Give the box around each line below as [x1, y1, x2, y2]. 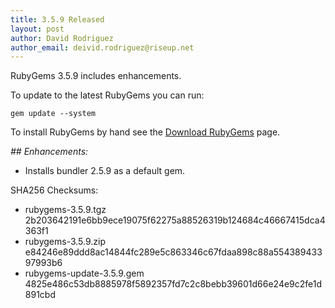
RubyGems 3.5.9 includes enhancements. [10, 70, 182, 82]
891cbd [24, 289, 56, 301]
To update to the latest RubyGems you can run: [10, 89, 205, 101]
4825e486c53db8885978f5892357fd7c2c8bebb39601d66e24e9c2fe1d [24, 278, 323, 290]
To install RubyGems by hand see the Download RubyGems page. [10, 126, 281, 138]
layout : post [10, 24, 65, 34]
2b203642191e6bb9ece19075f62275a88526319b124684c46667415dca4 [24, 214, 326, 226]
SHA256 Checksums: [10, 184, 99, 196]
